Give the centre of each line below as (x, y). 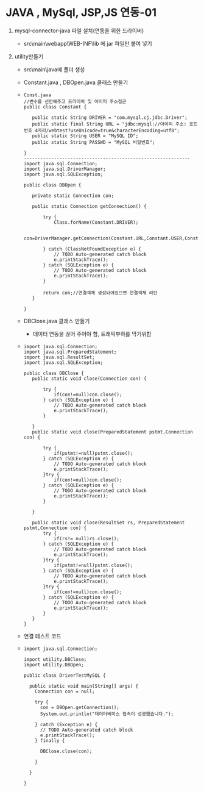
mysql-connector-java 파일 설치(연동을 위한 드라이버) (79, 30)
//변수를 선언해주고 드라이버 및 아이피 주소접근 (75, 101)
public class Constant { (55, 107)
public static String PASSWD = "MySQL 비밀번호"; (94, 142)
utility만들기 (29, 56)
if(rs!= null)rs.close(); (87, 538)
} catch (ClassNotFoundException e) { (92, 249)
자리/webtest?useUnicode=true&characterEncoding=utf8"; (109, 130)
